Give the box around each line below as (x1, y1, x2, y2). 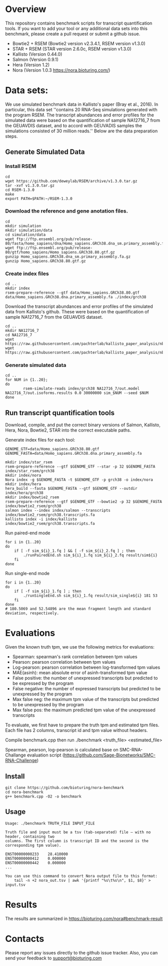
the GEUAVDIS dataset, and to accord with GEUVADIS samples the (5, 122, 142, 128)
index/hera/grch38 (5, 490, 43, 496)
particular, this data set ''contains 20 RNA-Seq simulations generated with (5, 106, 157, 112)
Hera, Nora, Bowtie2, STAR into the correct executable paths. (5, 427, 131, 433)
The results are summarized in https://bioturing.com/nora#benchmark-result (5, 915, 163, 921)
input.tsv (5, 882, 26, 887)
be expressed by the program (12, 680, 74, 686)
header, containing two (5, 834, 55, 839)
